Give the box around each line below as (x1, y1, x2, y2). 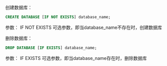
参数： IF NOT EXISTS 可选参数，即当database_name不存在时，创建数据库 (5, 24, 162, 30)
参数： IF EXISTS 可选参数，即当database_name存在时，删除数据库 (5, 55, 147, 61)
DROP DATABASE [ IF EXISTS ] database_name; (5, 45, 97, 50)
